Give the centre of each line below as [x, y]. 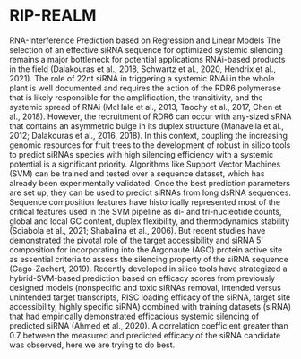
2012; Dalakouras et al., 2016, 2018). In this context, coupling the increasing [149, 135]
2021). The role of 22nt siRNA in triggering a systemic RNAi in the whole [142, 78]
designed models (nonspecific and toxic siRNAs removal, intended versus [146, 287]
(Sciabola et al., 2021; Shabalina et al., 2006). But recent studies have [138, 230]
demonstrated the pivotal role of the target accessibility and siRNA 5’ [136, 240]
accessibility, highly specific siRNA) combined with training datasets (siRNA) [150, 306]
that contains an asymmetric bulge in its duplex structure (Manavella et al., [146, 125]
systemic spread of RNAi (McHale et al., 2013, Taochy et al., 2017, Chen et [146, 107]
